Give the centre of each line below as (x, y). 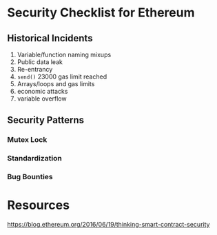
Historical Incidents (50, 38)
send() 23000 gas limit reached (62, 76)
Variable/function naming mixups (64, 54)
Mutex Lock (27, 140)
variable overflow (42, 99)
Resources (39, 205)
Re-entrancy (35, 69)
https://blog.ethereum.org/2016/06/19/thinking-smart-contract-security (108, 225)
